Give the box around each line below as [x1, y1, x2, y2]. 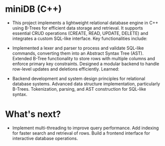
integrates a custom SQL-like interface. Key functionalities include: [12, 36, 148, 41]
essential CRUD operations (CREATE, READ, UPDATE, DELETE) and [12, 30, 149, 36]
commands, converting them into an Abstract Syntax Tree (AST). [12, 50, 144, 56]
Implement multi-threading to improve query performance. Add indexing [12, 125, 159, 131]
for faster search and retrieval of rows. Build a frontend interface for [12, 130, 150, 136]
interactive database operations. [12, 135, 78, 141]
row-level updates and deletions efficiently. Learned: [12, 66, 120, 72]
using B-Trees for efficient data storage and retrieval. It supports [12, 25, 143, 31]
